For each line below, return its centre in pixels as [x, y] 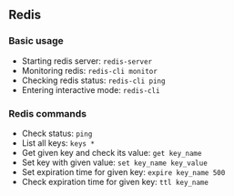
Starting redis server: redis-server [86, 61]
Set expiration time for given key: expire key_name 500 [123, 171]
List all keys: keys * [58, 143]
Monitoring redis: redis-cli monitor [90, 70]
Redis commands [48, 113]
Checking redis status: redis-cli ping [93, 80]
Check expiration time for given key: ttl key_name [115, 181]
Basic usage [36, 41]
